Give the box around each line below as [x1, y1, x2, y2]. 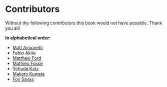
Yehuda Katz [12, 66, 39, 72]
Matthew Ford [12, 55, 41, 61]
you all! [5, 25, 20, 31]
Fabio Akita [12, 50, 36, 56]
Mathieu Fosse [12, 60, 43, 66]
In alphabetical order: [5, 35, 51, 41]
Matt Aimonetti [12, 44, 43, 50]
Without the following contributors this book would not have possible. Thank [5, 20, 162, 26]
